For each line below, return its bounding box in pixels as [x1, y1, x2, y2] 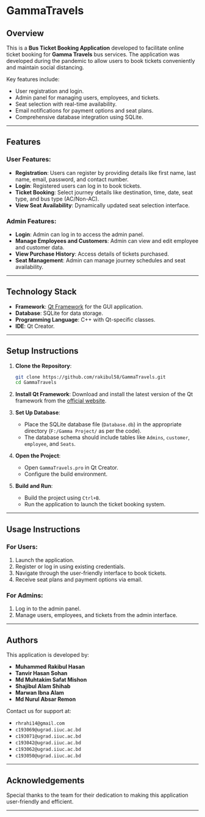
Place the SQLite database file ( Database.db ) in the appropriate [24, 421, 182, 428]
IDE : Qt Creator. [15, 322, 55, 330]
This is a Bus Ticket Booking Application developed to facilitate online [6, 44, 184, 51]
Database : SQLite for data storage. [15, 309, 104, 317]
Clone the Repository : [15, 362, 72, 369]
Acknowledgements [6, 775, 85, 786]
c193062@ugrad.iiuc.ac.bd [15, 747, 81, 753]
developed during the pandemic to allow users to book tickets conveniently [6, 57, 195, 64]
